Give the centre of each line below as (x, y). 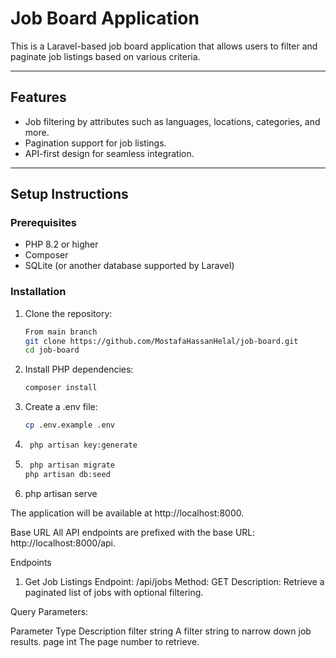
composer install (61, 388)
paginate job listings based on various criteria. (105, 56)
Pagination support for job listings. (95, 143)
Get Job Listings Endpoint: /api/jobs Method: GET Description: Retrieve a (174, 581)
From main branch (61, 332)
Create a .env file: (61, 407)
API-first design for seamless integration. (109, 153)
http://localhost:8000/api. (63, 543)
